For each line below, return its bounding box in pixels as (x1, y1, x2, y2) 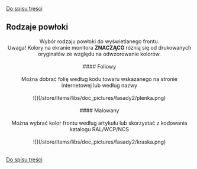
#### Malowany (79, 106, 120, 114)
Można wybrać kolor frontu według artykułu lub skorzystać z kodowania (11, 119, 188, 126)
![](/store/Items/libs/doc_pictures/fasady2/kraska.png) (33, 138, 166, 145)
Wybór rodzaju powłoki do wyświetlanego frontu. (39, 38, 160, 45)
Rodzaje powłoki (6, 22, 69, 32)
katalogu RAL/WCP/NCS (69, 125, 130, 132)
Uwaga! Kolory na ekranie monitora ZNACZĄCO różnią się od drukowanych (7, 44, 192, 51)
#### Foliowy (82, 63, 117, 70)
